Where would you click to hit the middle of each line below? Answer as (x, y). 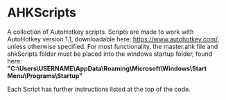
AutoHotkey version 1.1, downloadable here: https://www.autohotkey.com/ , (113, 39)
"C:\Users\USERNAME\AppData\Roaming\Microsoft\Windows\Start (107, 68)
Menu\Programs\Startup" (45, 76)
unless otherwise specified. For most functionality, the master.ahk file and (113, 46)
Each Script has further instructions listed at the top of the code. (99, 89)
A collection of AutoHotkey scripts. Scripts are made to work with (101, 32)
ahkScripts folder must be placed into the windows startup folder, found (110, 54)
